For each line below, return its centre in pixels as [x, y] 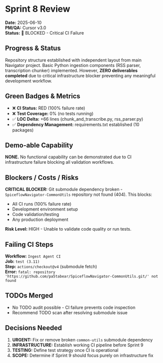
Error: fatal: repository [30, 272]
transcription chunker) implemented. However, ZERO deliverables [71, 70]
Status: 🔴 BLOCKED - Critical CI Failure [45, 33]
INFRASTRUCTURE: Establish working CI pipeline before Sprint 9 [78, 345]
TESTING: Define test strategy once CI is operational [65, 350]
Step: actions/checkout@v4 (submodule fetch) [51, 267]
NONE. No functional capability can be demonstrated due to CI [68, 157]
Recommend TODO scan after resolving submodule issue [70, 312]
